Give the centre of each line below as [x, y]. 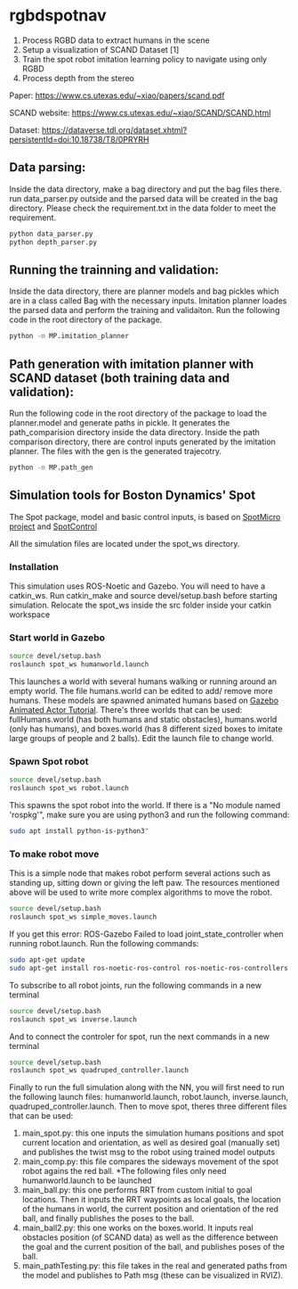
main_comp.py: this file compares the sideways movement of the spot [150, 1161]
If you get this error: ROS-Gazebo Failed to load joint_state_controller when [146, 934]
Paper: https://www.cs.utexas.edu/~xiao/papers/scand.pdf [117, 95]
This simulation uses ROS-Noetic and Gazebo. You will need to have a [137, 586]
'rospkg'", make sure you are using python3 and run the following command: [149, 815]
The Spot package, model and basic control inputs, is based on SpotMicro [145, 516]
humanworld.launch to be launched [87, 1181]
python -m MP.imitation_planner [69, 336]
